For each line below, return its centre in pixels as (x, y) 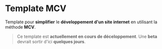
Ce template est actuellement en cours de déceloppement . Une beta (87, 36)
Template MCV (36, 8)
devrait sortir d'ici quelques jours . (51, 41)
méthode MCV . (20, 27)
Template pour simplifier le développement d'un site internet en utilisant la (81, 22)
